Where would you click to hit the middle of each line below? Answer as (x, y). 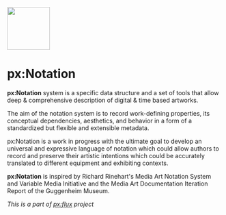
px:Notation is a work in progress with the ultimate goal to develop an (105, 141)
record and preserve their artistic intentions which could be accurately (106, 155)
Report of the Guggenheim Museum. (58, 190)
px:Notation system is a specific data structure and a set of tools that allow (113, 92)
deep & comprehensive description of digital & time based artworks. (103, 100)
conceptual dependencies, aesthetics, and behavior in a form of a (100, 121)
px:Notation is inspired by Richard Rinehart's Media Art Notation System (109, 176)
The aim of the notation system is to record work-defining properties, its (109, 113)
